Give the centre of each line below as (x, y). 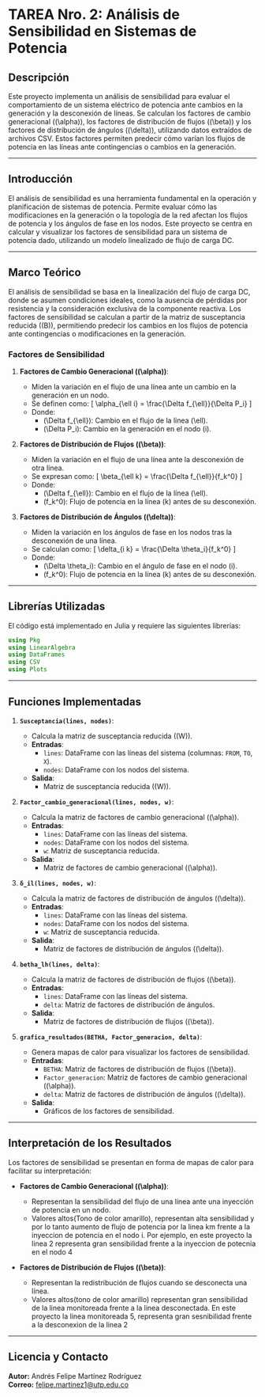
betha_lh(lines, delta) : (60, 964)
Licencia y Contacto (58, 1357)
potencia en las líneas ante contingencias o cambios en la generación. (122, 147)
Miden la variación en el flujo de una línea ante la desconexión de (138, 459)
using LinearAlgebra (42, 647)
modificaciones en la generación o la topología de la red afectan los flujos (128, 214)
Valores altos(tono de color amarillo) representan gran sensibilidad (140, 1299)
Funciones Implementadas (75, 702)
